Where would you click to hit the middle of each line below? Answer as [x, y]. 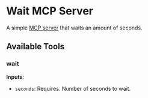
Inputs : [15, 77]
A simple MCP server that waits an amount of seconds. [74, 28]
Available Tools [35, 47]
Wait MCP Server [50, 11]
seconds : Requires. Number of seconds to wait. [73, 88]
